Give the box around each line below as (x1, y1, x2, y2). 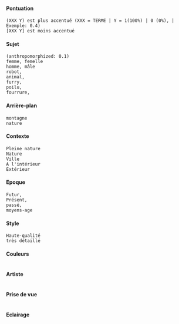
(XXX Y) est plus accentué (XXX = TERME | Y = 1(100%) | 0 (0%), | (6, 18, 175, 24)
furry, (6, 80, 22, 85)
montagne (6, 115, 28, 121)
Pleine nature (6, 146, 41, 151)
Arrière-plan (6, 102, 37, 109)
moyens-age (6, 207, 33, 213)
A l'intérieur (6, 161, 41, 167)
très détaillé (6, 238, 41, 244)
